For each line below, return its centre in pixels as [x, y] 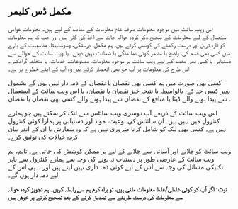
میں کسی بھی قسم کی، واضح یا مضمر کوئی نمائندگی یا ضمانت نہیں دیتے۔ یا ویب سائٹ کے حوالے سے [119, 52]
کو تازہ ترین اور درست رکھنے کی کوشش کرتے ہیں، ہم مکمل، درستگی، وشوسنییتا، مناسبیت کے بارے [117, 45]
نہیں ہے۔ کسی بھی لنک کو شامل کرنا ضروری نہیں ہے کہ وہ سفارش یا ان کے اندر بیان [117, 129]
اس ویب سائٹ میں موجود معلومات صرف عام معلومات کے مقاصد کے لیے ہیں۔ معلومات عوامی [110, 28]
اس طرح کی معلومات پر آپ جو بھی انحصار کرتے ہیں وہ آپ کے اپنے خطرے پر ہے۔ [99, 68]
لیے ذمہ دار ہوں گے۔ [33, 175]
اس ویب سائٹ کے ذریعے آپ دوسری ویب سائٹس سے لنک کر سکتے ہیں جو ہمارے [113, 113]
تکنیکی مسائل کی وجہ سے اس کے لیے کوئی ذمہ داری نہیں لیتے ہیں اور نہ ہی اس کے [116, 166]
